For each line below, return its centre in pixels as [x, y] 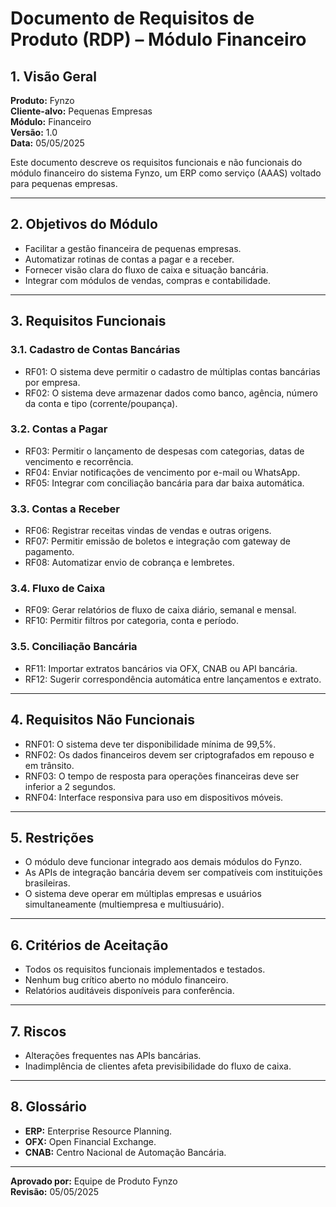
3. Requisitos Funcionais [88, 321]
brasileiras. [47, 883]
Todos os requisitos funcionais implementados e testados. [145, 969]
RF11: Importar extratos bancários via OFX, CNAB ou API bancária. [161, 668]
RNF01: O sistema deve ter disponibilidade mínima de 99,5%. [150, 744]
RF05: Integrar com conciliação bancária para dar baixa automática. [164, 483]
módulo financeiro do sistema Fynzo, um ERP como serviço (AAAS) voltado [166, 173]
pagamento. [49, 552]
